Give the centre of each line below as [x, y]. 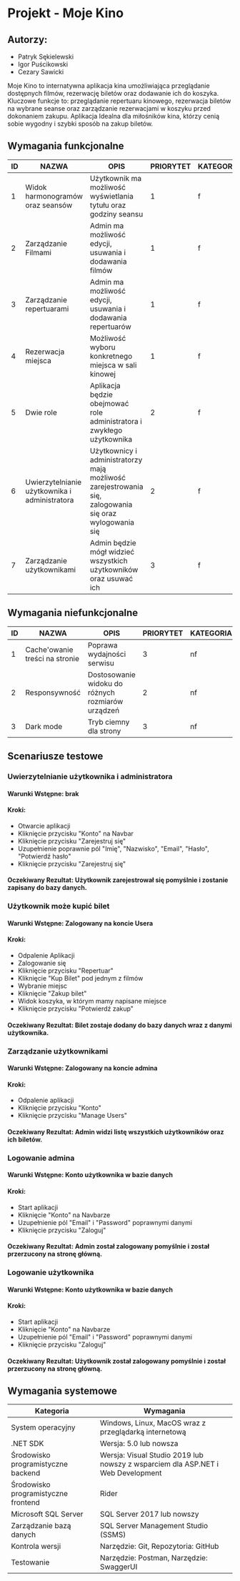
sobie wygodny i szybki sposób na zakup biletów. [80, 124]
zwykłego [106, 430]
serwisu [101, 663]
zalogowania [111, 504]
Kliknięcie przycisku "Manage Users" [72, 1116]
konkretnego [111, 356]
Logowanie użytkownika [51, 1272]
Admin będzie [113, 542]
